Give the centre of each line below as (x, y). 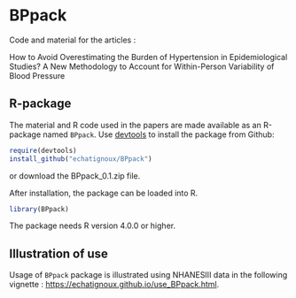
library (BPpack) (39, 209)
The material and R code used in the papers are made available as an (135, 125)
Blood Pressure (37, 75)
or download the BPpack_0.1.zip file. (75, 176)
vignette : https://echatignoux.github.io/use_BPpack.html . (114, 285)
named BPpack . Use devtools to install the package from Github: (159, 134)
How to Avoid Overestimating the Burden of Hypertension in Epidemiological (148, 57)
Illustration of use (59, 253)
